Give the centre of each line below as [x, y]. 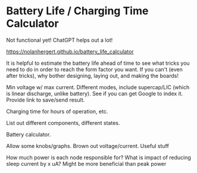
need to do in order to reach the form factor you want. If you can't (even [94, 69]
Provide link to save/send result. [46, 100]
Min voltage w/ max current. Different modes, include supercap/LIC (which [98, 87]
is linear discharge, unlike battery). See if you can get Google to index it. [95, 93]
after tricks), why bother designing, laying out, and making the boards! [92, 76]
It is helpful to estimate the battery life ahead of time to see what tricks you [98, 63]
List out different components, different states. [63, 122]
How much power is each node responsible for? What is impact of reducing [99, 157]
